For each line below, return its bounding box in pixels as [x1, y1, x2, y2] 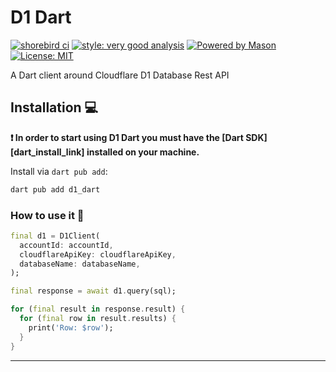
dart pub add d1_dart [10, 184, 101, 195]
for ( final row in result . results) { [19, 314, 177, 324]
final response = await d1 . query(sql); [10, 286, 177, 296]
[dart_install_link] [10, 146, 85, 158]
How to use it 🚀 [10, 208, 85, 222]
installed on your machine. [86, 146, 200, 158]
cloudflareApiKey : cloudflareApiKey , [19, 249, 177, 260]
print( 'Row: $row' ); [28, 322, 114, 333]
